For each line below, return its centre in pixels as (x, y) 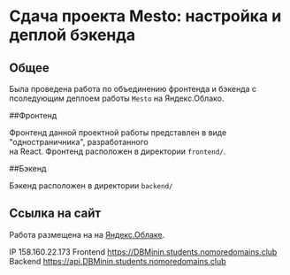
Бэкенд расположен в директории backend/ (91, 186)
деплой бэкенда (72, 35)
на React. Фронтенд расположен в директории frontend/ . (118, 151)
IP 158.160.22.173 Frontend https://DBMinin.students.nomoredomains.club (143, 252)
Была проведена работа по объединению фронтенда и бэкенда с (133, 89)
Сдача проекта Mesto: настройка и (145, 16)
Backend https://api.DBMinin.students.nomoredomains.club (118, 261)
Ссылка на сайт (55, 214)
